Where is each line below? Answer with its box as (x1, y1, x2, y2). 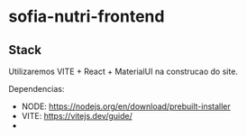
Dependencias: (8, 84, 65, 94)
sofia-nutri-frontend (8, 6, 165, 27)
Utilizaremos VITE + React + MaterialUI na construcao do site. (8, 66, 238, 77)
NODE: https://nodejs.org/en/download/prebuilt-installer (21, 101, 231, 112)
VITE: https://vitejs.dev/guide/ (21, 111, 133, 121)
